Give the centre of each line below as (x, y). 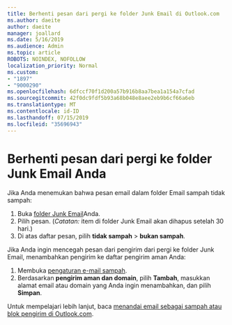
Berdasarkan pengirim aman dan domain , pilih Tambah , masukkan (114, 278)
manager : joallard (34, 33)
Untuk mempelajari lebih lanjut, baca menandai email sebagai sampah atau (115, 306)
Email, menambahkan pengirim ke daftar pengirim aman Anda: (96, 257)
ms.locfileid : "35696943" (45, 124)
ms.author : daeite (34, 20)
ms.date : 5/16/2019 (36, 40)
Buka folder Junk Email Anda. (59, 214)
